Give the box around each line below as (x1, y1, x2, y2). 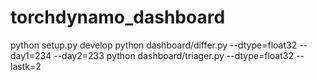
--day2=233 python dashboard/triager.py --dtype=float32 (53, 49, 294, 61)
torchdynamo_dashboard (10, 6, 226, 29)
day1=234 (10, 49, 52, 61)
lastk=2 (10, 60, 42, 72)
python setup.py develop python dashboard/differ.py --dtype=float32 (10, 39, 298, 51)
